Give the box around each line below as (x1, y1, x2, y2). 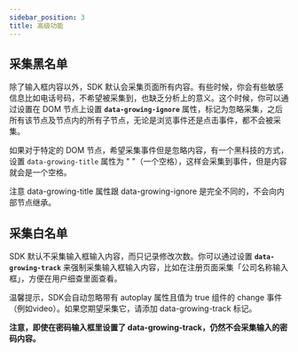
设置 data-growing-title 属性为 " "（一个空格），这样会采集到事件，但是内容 (9, 156, 287, 167)
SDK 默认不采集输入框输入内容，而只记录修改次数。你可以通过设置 (9, 251, 253, 262)
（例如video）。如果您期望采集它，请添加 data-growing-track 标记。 (9, 303, 257, 314)
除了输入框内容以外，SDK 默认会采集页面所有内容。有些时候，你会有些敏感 (9, 82, 284, 92)
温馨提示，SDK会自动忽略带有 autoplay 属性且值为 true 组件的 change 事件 (9, 292, 283, 303)
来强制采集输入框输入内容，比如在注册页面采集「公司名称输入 (63, 262, 289, 273)
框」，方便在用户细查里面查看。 (9, 273, 122, 284)
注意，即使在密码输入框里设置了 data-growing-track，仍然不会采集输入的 (9, 322, 280, 333)
